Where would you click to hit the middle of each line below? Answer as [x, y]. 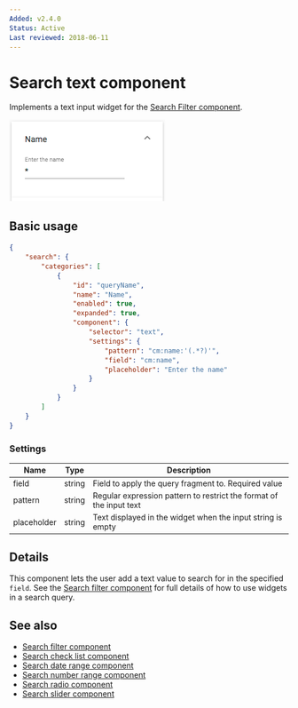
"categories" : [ [71, 266]
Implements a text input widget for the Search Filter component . [126, 107]
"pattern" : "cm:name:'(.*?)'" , [162, 351]
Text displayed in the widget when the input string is [188, 517]
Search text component [98, 82]
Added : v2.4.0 [35, 19]
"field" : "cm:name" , [142, 360]
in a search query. [42, 597]
